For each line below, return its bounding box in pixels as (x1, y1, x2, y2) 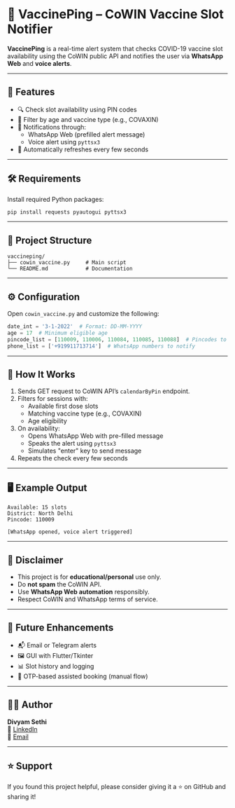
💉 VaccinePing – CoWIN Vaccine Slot (7, 6, 224, 22)
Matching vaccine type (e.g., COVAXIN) (27, 409, 142, 418)
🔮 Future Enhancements (7, 622, 114, 634)
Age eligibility (27, 417, 68, 425)
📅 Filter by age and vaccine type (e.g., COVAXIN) (17, 115, 159, 123)
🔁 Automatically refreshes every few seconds (17, 145, 149, 153)
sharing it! (7, 793, 36, 801)
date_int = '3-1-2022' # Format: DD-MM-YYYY (7, 323, 142, 330)
